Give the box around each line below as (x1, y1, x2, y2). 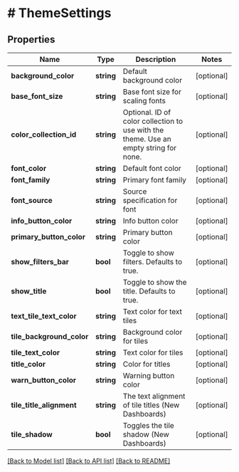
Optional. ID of (122, 107, 171, 117)
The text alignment (122, 392, 186, 401)
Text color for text (122, 307, 183, 316)
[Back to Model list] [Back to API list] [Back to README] (7, 457, 171, 465)
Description (135, 55, 176, 64)
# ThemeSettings (7, 5, 112, 21)
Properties (7, 33, 55, 46)
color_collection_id (11, 130, 77, 140)
